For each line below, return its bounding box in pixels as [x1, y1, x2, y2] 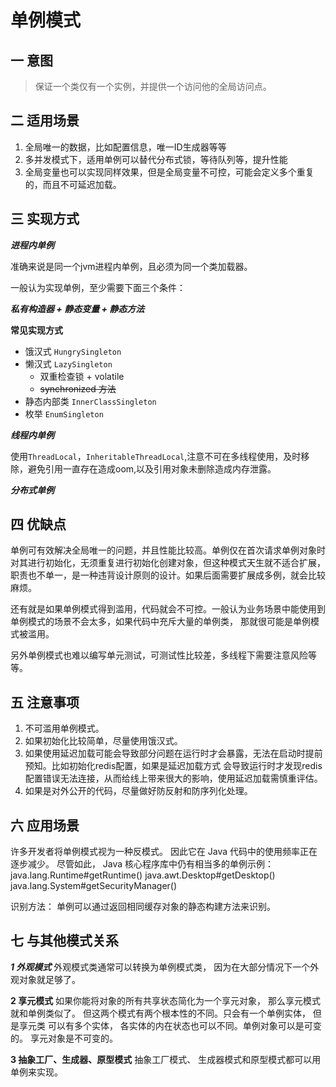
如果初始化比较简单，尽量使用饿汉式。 [24, 735, 183, 747]
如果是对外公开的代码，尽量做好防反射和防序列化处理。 [24, 785, 253, 797]
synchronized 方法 [39, 382, 117, 395]
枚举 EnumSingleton [24, 407, 104, 420]
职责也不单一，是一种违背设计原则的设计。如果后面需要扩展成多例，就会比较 [10, 569, 326, 581]
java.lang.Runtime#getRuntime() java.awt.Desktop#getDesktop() [10, 869, 276, 881]
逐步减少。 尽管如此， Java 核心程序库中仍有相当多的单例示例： [10, 858, 275, 870]
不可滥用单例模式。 [24, 722, 105, 735]
